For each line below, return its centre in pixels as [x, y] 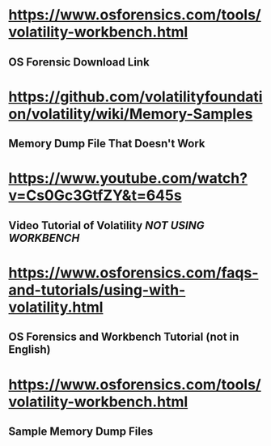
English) [30, 350]
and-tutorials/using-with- [97, 290]
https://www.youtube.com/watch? [128, 178]
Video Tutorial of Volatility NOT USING [106, 225]
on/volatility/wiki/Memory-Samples [131, 114]
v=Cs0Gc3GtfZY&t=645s [95, 195]
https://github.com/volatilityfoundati [135, 97]
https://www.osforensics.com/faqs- [133, 272]
